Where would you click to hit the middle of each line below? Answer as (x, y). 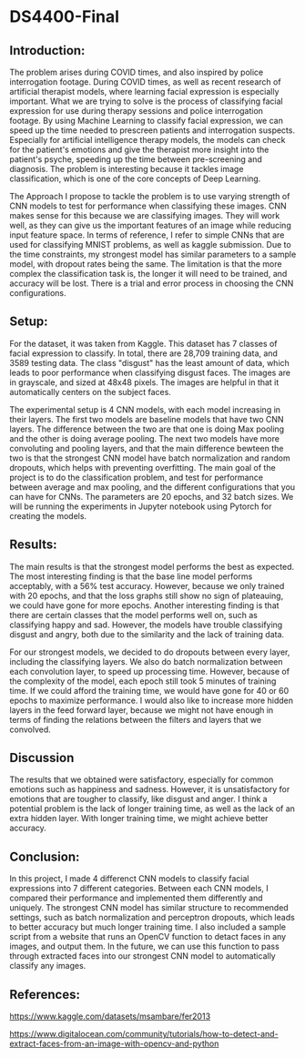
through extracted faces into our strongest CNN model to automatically (142, 956)
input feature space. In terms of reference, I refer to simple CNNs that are (147, 235)
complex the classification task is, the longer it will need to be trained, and (148, 274)
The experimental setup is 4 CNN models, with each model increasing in (145, 409)
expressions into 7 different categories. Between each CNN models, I (139, 889)
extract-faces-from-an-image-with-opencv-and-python (114, 1043)
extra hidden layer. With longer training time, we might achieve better (139, 819)
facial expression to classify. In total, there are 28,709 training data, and (143, 353)
